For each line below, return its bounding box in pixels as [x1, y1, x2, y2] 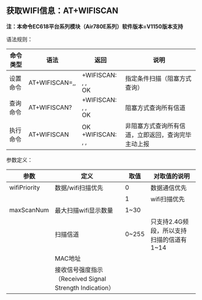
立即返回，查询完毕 [137, 130, 192, 139]
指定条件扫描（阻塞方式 [125, 74, 192, 82]
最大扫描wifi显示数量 [55, 206, 114, 215]
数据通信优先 [150, 183, 188, 192]
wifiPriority [9, 183, 40, 191]
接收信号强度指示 [55, 265, 103, 274]
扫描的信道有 [150, 235, 188, 243]
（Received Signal [55, 274, 106, 283]
